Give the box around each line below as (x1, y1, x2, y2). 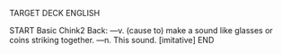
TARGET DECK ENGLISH (9, 8, 101, 18)
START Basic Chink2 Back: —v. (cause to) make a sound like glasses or (9, 25, 274, 35)
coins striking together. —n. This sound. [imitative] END (9, 35, 215, 45)
